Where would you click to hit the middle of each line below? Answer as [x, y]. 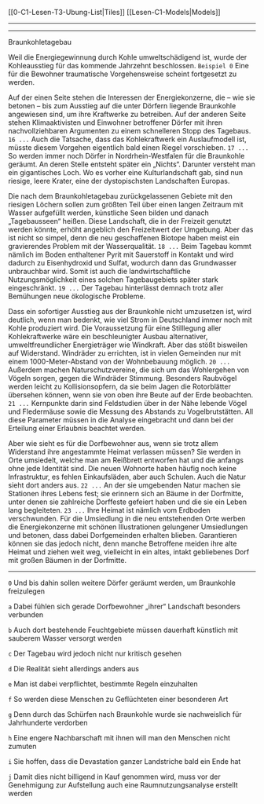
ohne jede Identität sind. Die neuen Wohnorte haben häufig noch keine [123, 468]
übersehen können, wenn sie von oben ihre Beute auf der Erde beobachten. [131, 395]
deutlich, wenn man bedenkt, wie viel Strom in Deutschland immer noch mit [130, 320]
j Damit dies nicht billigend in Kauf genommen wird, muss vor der [115, 777]
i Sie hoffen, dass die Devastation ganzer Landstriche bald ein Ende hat [125, 761]
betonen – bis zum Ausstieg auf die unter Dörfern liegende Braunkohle [122, 106]
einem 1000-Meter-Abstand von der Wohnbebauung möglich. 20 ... [119, 362]
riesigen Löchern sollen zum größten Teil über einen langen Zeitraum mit [126, 205]
